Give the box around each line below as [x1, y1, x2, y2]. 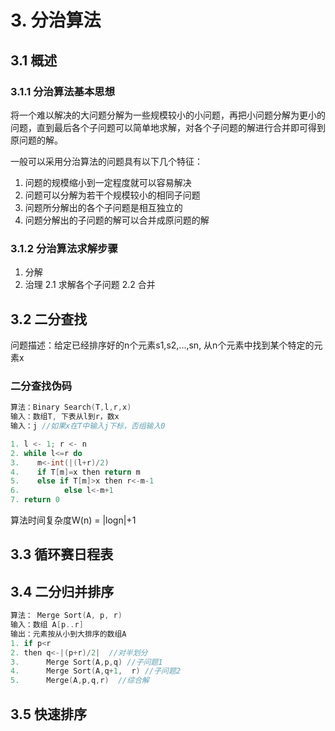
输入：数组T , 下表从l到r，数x [10, 412, 120, 422]
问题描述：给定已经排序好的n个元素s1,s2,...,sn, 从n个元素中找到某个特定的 [10, 339, 315, 351]
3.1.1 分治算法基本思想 [10, 84, 116, 98]
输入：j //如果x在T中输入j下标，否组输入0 [10, 421, 166, 431]
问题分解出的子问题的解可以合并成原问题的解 [24, 214, 210, 226]
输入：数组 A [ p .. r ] [10, 620, 84, 630]
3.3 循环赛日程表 [10, 546, 114, 563]
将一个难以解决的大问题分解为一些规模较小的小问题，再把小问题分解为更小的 [10, 109, 326, 121]
